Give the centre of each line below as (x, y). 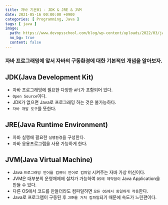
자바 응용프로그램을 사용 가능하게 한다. (50, 143)
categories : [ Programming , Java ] (42, 19)
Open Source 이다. (29, 96)
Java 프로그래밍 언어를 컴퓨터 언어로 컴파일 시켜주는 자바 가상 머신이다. (79, 172)
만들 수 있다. (24, 185)
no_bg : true (22, 38)
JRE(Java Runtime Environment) (57, 125)
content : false (25, 42)
